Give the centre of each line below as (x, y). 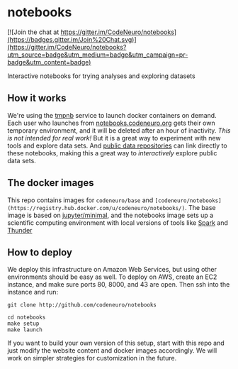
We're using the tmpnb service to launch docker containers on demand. (112, 115)
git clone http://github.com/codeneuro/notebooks (82, 305)
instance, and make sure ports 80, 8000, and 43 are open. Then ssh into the (119, 285)
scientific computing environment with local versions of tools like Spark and (118, 222)
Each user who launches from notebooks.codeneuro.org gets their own (111, 123)
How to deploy (40, 252)
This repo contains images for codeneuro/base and (80, 200)
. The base (200, 207)
